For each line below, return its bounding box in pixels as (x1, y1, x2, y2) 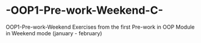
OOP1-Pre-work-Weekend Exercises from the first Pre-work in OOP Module (5, 23, 196, 30)
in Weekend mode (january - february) (5, 29, 102, 36)
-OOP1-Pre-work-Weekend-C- (5, 4, 163, 17)
